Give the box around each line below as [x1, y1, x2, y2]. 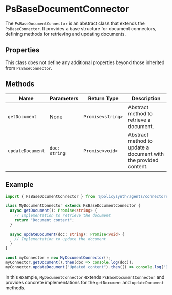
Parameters [49, 95, 79, 102]
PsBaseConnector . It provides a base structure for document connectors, [5, 25, 157, 31]
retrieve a [127, 116, 151, 123]
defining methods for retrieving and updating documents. [5, 31, 126, 37]
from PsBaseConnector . [5, 65, 53, 71]
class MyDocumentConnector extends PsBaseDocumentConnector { [5, 203, 141, 208]
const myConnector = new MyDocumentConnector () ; [5, 255, 111, 260]
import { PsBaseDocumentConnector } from [5, 194, 95, 199]
